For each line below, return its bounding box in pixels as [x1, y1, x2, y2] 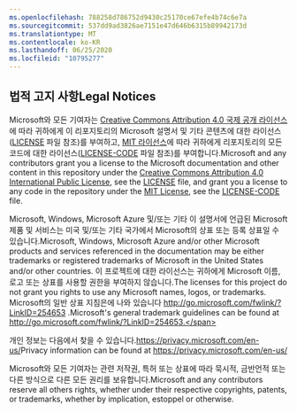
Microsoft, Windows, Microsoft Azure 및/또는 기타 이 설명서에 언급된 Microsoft [9, 214, 288, 224]
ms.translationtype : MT [9, 29, 97, 38]
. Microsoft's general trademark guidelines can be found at [67, 307, 280, 317]
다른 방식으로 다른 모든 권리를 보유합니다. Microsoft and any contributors [9, 374, 263, 385]
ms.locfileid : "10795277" [9, 54, 104, 63]
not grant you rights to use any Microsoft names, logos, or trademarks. [9, 286, 267, 297]
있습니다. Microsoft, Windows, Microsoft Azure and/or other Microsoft [9, 236, 260, 246]
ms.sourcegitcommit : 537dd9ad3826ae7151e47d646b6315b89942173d [9, 21, 247, 30]
